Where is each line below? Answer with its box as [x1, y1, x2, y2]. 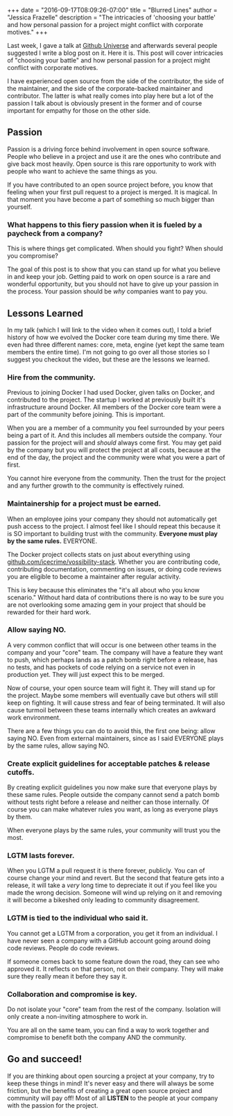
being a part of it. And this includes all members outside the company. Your [7, 431, 223, 440]
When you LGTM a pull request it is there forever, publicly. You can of [7, 866, 206, 875]
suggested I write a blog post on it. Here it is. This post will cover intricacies [7, 49, 223, 57]
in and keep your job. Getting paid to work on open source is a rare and [7, 273, 211, 281]
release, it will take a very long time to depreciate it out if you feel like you [7, 881, 217, 890]
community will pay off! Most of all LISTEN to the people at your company [7, 1094, 218, 1102]
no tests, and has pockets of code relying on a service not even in [7, 662, 196, 671]
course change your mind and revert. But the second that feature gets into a [7, 874, 225, 882]
